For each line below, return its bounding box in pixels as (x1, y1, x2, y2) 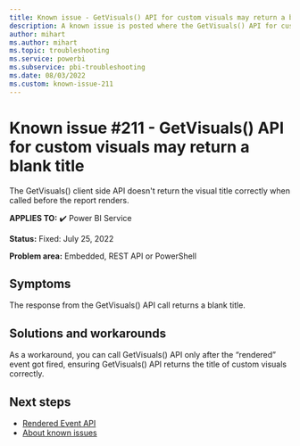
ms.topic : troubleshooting (9, 46, 110, 55)
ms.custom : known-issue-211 (9, 79, 114, 88)
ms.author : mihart (9, 37, 78, 47)
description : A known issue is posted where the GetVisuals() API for (9, 21, 278, 30)
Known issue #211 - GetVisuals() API (9, 118, 284, 138)
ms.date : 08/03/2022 (9, 71, 87, 80)
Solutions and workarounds (9, 326, 167, 341)
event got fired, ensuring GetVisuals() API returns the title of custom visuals (9, 359, 287, 370)
